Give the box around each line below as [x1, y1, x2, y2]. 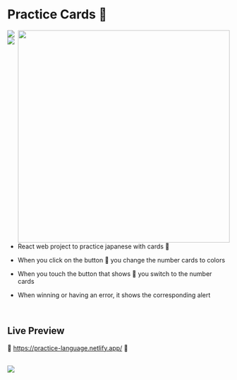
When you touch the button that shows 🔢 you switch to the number [17, 269, 212, 278]
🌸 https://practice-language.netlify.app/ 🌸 [7, 343, 128, 352]
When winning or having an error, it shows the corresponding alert [17, 290, 211, 299]
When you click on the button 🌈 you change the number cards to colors [17, 255, 226, 264]
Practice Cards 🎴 [7, 6, 107, 23]
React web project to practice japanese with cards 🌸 [17, 242, 170, 251]
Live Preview [7, 325, 65, 337]
